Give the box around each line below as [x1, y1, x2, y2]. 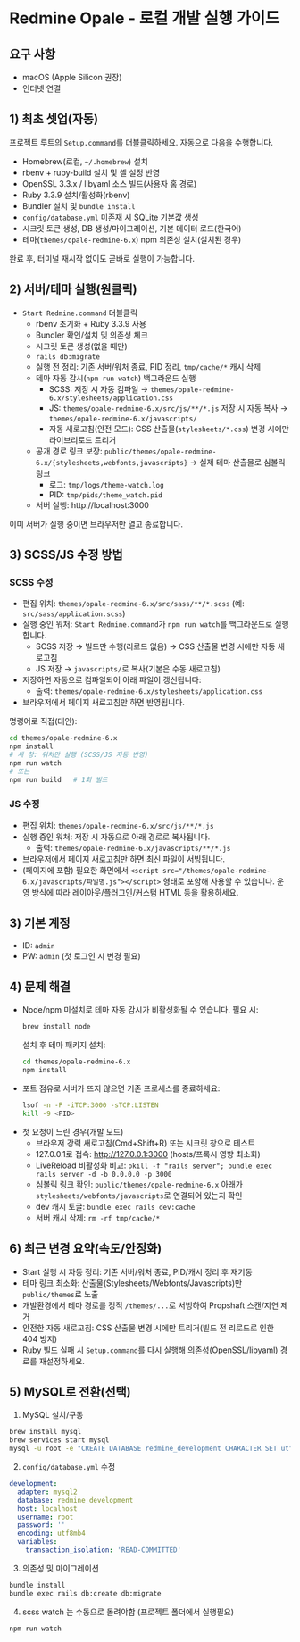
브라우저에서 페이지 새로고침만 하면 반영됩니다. [21, 697, 186, 708]
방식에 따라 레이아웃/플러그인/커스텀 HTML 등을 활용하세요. [31, 887, 239, 897]
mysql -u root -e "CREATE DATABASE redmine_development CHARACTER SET [9, 1444, 278, 1454]
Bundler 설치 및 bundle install [21, 200, 136, 211]
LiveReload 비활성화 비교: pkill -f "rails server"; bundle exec [35, 1160, 272, 1171]
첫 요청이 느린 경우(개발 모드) [21, 1126, 124, 1137]
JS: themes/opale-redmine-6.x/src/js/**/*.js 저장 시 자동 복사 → [48, 403, 288, 413]
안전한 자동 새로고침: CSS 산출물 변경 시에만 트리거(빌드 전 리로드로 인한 [21, 1322, 275, 1333]
